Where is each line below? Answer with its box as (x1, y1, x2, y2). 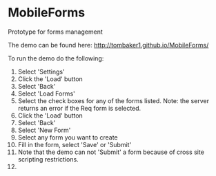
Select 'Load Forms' (17, 89, 75, 98)
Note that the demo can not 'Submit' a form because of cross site (17, 148, 204, 156)
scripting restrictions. (17, 155, 79, 163)
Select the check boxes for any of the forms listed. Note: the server (17, 96, 210, 104)
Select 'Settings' (17, 67, 65, 76)
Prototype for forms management (8, 27, 103, 36)
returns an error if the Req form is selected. (17, 104, 141, 112)
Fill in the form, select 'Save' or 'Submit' (17, 140, 132, 148)
